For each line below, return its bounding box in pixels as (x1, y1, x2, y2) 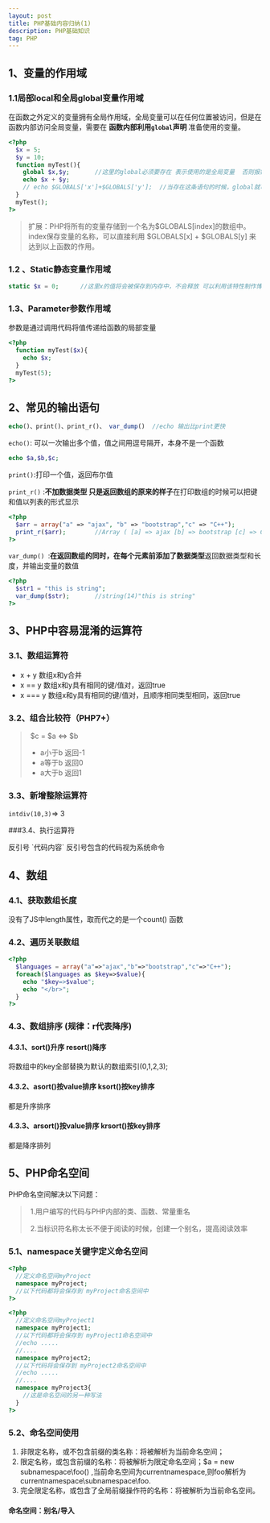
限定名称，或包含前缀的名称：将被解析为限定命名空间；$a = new (19, 1456, 235, 1467)
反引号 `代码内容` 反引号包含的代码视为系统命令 (8, 843, 165, 853)
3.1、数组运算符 (8, 650, 69, 662)
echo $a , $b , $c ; (8, 454, 59, 463)
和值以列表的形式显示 (8, 496, 79, 506)
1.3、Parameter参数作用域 (8, 303, 111, 314)
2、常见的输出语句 (8, 400, 100, 414)
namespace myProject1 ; (15, 1324, 92, 1332)
